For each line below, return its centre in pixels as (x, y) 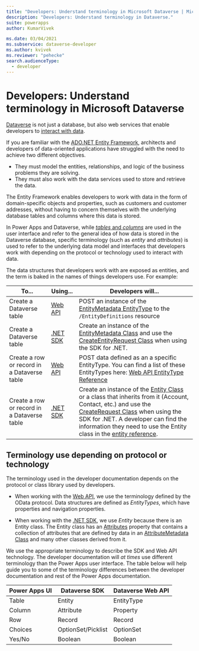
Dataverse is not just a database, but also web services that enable (88, 125)
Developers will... (134, 291)
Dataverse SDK (83, 591)
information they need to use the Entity (133, 426)
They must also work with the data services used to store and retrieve (100, 179)
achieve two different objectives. (46, 155)
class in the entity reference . (118, 434)
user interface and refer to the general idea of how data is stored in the (93, 234)
